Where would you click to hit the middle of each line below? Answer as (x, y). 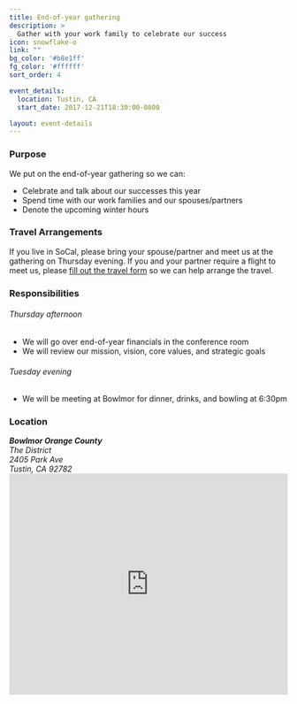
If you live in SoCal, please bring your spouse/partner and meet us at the (141, 251)
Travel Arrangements (56, 233)
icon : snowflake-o (43, 42)
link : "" (25, 50)
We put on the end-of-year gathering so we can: (97, 173)
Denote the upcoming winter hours (85, 210)
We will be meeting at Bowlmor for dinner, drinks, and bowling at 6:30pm (154, 399)
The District (30, 450)
